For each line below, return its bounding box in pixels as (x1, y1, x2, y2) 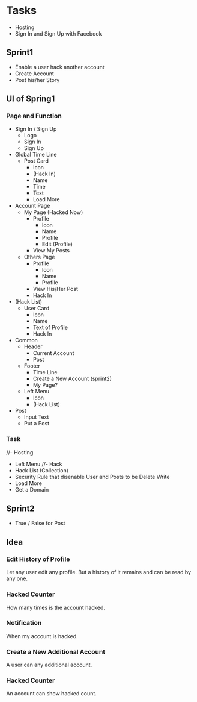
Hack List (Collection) (14, 466, 69, 474)
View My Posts (32, 247, 70, 254)
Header (23, 343, 43, 350)
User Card (23, 305, 50, 312)
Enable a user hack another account (14, 63, 105, 71)
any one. (6, 575, 28, 582)
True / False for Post (14, 519, 65, 527)
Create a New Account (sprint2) (32, 375, 112, 383)
